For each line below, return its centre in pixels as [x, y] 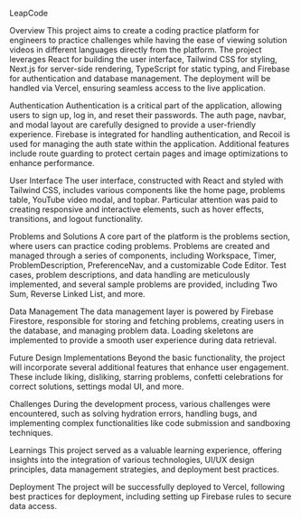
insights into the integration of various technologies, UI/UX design [132, 460]
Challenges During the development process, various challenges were [140, 404]
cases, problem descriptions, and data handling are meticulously [130, 275]
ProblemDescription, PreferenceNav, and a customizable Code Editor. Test [148, 265]
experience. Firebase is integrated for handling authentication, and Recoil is [150, 134]
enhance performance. [52, 163]
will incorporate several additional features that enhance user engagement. [149, 367]
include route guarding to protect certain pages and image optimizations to [149, 153]
